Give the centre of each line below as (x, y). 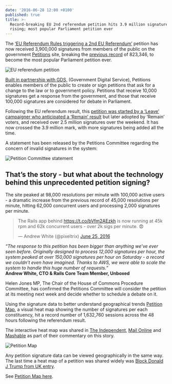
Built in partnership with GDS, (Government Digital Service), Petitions (78, 80)
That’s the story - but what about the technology (84, 174)
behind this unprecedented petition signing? (78, 182)
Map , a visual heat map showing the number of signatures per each (77, 309)
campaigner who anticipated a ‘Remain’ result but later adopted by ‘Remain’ (85, 117)
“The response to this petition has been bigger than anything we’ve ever (82, 246)
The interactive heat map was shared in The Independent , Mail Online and (83, 330)
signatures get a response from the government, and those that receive (81, 96)
